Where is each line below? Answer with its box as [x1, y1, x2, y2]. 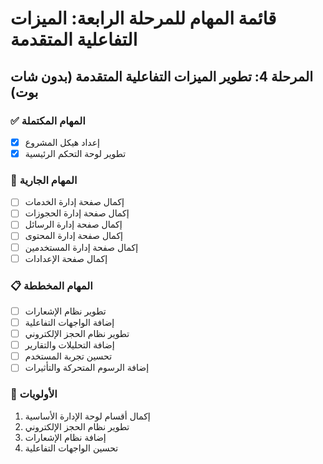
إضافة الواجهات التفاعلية [24, 317, 115, 329]
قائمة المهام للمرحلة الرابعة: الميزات [10, 7, 277, 30]
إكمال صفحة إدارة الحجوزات [24, 207, 130, 219]
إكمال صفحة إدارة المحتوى [24, 230, 124, 242]
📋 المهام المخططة [10, 278, 93, 292]
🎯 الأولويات [10, 387, 58, 401]
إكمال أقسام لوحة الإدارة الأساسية [24, 410, 151, 422]
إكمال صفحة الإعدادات [24, 252, 108, 264]
